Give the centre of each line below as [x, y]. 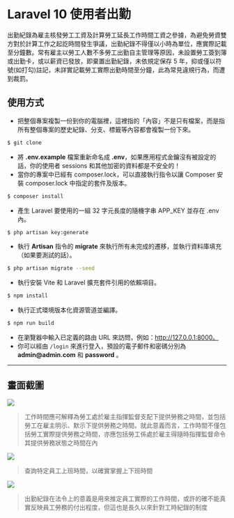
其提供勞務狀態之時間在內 [61, 443]
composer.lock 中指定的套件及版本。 [78, 183]
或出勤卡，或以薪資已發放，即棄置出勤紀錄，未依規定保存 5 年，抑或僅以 [111, 61]
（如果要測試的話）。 [46, 255]
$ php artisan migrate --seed [51, 268]
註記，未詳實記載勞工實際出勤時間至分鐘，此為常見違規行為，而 [127, 70]
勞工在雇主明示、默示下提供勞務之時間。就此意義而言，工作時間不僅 [122, 425]
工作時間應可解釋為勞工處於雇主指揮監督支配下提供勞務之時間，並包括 [125, 416]
